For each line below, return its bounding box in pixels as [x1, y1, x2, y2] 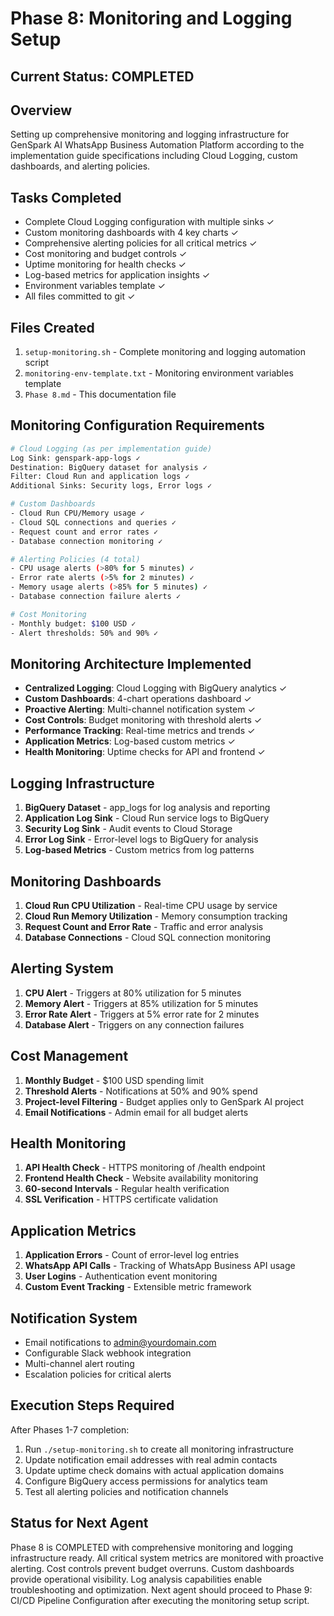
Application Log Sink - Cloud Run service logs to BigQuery [24, 812, 270, 824]
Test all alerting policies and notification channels [24, 1485, 229, 1497]
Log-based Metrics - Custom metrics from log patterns [24, 844, 255, 856]
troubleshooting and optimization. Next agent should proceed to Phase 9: [10, 1583, 313, 1596]
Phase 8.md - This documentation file [24, 388, 177, 401]
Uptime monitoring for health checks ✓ [24, 258, 187, 271]
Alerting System [10, 960, 114, 977]
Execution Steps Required [10, 1397, 175, 1414]
